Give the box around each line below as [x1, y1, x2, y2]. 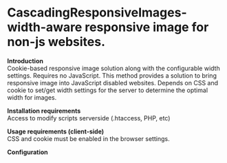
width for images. [7, 93, 57, 101]
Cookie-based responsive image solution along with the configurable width [7, 64, 220, 72]
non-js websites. [7, 34, 105, 50]
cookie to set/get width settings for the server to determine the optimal [7, 86, 208, 94]
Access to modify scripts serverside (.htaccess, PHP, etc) [7, 113, 171, 122]
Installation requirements [7, 107, 81, 115]
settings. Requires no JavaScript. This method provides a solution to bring [7, 71, 217, 80]
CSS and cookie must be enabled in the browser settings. [7, 134, 170, 142]
